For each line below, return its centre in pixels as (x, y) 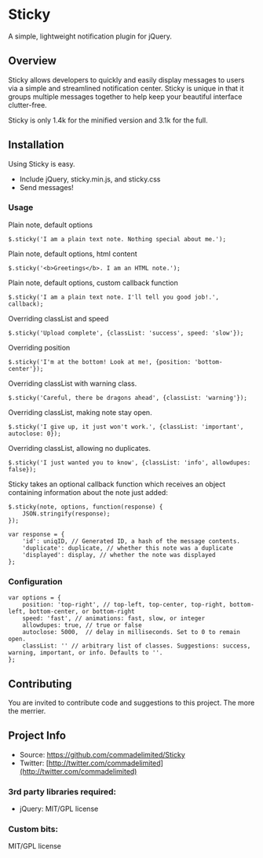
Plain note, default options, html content (73, 254)
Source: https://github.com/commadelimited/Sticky (102, 754)
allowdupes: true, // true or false (82, 625)
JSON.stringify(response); (66, 513)
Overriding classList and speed (58, 318)
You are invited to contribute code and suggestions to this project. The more (131, 702)
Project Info (37, 736)
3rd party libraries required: (62, 791)
